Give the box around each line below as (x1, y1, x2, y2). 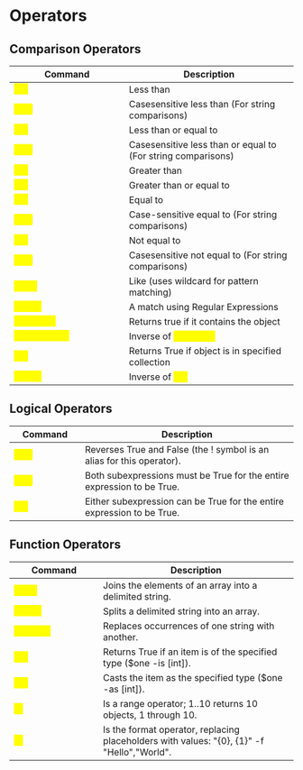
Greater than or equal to (129, 179, 230, 191)
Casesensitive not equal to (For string (129, 249, 288, 261)
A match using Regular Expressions (129, 301, 279, 313)
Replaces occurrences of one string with (103, 619, 275, 632)
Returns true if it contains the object (129, 316, 281, 327)
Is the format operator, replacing (103, 723, 241, 736)
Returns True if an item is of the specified (103, 646, 278, 658)
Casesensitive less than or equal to (129, 139, 277, 151)
